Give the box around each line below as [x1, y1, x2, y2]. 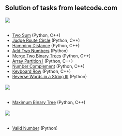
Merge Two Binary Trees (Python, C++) [12, 53, 91, 59]
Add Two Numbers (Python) [12, 48, 68, 53]
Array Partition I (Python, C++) [12, 58, 73, 64]
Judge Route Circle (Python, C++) [12, 37, 80, 43]
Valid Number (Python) [12, 125, 58, 131]
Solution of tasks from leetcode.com [5, 4, 118, 12]
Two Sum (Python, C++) [12, 32, 61, 38]
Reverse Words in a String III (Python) [12, 73, 87, 79]
